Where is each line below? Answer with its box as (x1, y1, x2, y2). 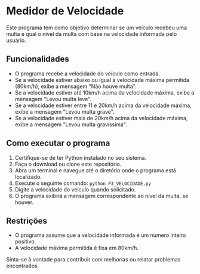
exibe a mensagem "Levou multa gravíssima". (14, 121, 127, 128)
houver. (14, 199, 34, 206)
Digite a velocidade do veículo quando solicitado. (14, 185, 136, 193)
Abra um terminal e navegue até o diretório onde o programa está (14, 166, 176, 174)
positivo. (14, 238, 36, 245)
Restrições (6, 215, 48, 226)
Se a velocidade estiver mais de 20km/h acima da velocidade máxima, (14, 114, 188, 121)
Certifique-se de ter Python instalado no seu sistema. (14, 154, 147, 161)
